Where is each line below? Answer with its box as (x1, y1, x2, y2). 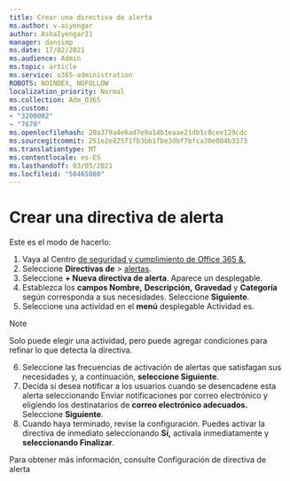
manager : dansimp (9, 37, 74, 47)
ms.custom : (9, 104, 50, 112)
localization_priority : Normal (9, 87, 125, 96)
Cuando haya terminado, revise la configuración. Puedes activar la (21, 418, 266, 430)
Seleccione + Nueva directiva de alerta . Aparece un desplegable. (21, 273, 263, 283)
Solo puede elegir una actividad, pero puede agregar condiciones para (9, 336, 268, 346)
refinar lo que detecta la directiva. (9, 345, 133, 355)
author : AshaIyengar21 (9, 29, 93, 38)
